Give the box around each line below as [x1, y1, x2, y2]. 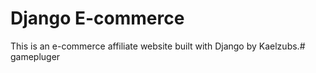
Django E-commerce [10, 7, 185, 30]
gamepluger [10, 50, 61, 62]
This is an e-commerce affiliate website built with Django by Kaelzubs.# [10, 40, 306, 52]
